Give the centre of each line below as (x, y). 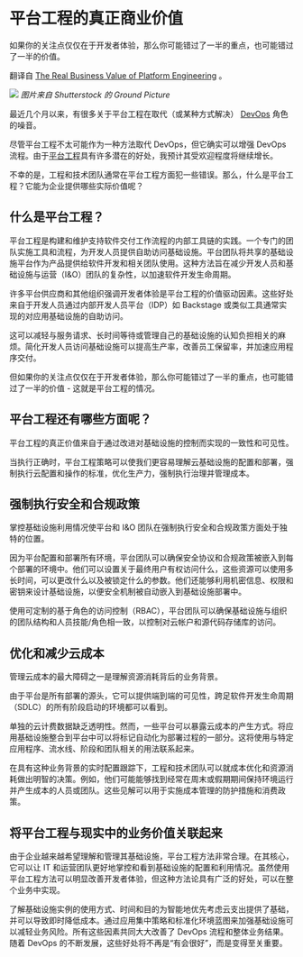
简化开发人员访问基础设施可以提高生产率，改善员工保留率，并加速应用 (155, 346)
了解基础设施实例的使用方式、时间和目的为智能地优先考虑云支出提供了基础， (151, 909)
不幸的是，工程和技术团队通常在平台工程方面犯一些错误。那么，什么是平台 (147, 174)
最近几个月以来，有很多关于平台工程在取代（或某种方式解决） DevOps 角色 (149, 114)
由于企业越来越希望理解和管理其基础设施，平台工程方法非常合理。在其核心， (151, 856)
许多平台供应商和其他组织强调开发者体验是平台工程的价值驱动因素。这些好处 (151, 293)
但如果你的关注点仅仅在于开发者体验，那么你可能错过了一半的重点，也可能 (147, 377)
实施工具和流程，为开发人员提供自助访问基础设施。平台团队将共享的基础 (151, 251)
